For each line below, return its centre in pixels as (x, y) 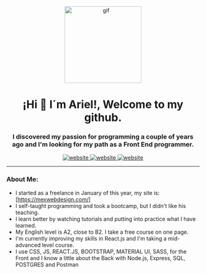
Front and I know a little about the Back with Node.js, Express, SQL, (100, 258)
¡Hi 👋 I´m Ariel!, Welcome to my (103, 105)
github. (103, 117)
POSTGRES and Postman (47, 264)
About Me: (22, 179)
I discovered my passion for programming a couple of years (103, 137)
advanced (28, 245)
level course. (58, 245)
